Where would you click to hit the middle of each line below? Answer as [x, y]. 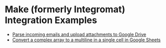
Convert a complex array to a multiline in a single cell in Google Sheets [86, 40]
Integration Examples [51, 20]
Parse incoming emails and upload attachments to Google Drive [79, 34]
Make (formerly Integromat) [65, 9]
